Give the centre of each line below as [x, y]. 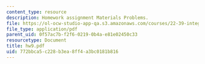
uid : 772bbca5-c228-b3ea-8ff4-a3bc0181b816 [63, 52]
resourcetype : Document [37, 40]
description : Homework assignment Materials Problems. [77, 18]
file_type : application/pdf [42, 29]
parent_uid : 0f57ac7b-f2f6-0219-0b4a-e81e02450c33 [72, 35]
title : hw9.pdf [26, 46]
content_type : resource [37, 12]
